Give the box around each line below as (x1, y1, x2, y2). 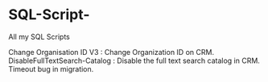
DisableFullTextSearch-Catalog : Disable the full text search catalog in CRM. (8, 56, 260, 65)
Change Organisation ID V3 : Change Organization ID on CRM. (8, 47, 215, 57)
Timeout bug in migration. (8, 64, 94, 73)
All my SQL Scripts (8, 32, 70, 41)
